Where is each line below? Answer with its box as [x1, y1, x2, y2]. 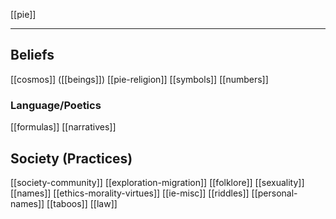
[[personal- [251, 187, 298, 199]
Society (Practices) [10, 150, 133, 167]
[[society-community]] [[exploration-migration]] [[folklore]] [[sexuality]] [10, 176, 305, 188]
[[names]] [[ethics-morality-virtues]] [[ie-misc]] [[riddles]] [10, 187, 250, 199]
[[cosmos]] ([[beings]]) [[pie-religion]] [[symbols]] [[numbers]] [10, 73, 269, 85]
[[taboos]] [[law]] [46, 197, 118, 209]
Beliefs [10, 47, 55, 64]
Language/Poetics [10, 98, 102, 112]
